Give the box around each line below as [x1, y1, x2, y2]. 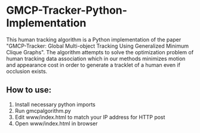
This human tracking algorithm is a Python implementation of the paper [6, 36, 181, 43]
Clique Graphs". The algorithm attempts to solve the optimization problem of [6, 48, 194, 55]
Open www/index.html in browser [14, 120, 98, 127]
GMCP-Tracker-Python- [6, 4, 127, 17]
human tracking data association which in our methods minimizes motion [6, 55, 186, 62]
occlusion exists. [6, 67, 48, 75]
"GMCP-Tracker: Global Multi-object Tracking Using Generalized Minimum [6, 42, 189, 50]
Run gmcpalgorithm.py [14, 107, 72, 114]
